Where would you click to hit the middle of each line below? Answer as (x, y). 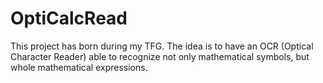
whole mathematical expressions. (79, 67)
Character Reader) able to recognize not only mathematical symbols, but (160, 56)
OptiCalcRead (69, 18)
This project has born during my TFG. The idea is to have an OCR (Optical (162, 46)
